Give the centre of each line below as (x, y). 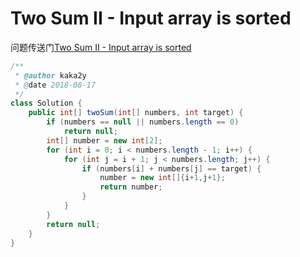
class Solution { (46, 103)
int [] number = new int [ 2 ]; (104, 140)
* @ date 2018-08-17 (55, 85)
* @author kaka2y (50, 75)
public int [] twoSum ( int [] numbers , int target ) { (136, 113)
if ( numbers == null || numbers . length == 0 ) (143, 122)
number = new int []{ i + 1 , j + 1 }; (162, 178)
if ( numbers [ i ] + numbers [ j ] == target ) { (171, 168)
